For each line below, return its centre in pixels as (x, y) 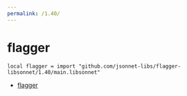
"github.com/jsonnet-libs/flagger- (130, 66)
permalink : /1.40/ (34, 13)
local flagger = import (42, 66)
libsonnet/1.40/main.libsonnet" (54, 72)
